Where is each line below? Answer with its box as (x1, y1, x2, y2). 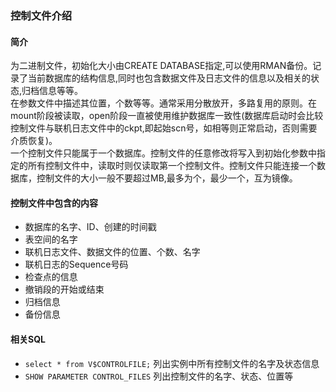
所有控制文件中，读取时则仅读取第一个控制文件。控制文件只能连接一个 (27, 160, 317, 172)
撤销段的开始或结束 (24, 283, 105, 296)
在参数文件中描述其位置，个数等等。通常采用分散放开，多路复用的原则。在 (10, 97, 317, 109)
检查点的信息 (24, 271, 78, 283)
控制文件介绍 (10, 8, 73, 22)
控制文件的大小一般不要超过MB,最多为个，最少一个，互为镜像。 (36, 172, 298, 184)
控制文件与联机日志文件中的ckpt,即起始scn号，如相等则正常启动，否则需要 (10, 122, 318, 134)
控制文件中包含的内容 (10, 197, 98, 209)
